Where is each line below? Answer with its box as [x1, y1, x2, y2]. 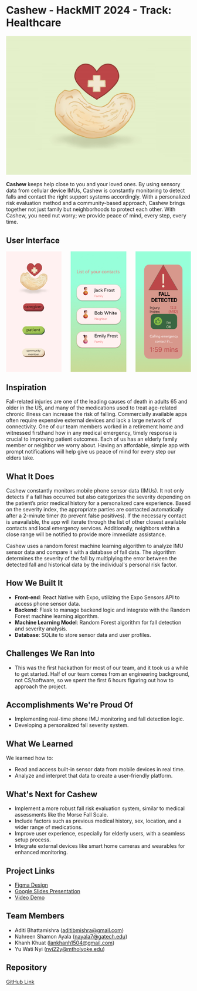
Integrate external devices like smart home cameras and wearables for [14, 843, 185, 850]
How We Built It [6, 578, 63, 588]
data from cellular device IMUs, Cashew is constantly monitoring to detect [6, 187, 185, 194]
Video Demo [14, 894, 45, 901]
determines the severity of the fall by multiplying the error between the [6, 555, 177, 562]
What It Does [6, 471, 55, 481]
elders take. [6, 454, 35, 461]
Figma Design [14, 881, 49, 888]
